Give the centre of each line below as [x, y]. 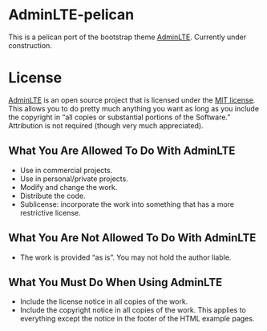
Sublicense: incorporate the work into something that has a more [127, 204]
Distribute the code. [53, 196]
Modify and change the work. [69, 187]
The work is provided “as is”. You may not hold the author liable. [125, 257]
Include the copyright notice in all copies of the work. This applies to [133, 310]
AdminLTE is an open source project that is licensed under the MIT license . [132, 100]
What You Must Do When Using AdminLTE [115, 282]
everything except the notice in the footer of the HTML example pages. [137, 319]
